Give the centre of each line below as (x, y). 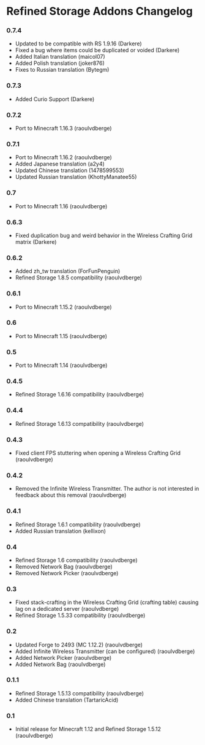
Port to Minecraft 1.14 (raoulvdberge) (61, 365)
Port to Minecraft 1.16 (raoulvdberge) (61, 206)
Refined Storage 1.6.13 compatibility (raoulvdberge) (80, 423)
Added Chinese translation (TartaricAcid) (67, 700)
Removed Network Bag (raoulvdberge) (64, 566)
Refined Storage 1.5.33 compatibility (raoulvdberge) (80, 615)
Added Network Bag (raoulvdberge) (60, 664)
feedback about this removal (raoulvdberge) (71, 495)
